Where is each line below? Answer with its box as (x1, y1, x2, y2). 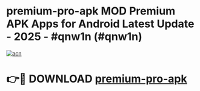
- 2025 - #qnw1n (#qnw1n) (6, 30, 142, 43)
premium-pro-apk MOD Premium (6, 4, 176, 18)
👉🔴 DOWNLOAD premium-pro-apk (6, 72, 187, 86)
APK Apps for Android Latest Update (6, 17, 195, 31)
